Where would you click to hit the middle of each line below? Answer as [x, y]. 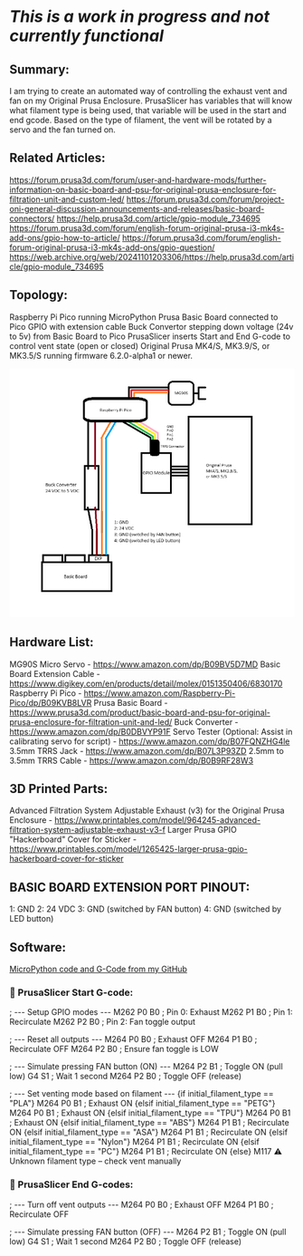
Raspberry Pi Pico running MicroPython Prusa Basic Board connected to [144, 317]
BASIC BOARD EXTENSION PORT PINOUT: [130, 887]
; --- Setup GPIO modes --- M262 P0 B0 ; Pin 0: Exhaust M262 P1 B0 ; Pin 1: [151, 1012]
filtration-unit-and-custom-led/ [67, 199]
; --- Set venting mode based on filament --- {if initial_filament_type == [142, 1094]
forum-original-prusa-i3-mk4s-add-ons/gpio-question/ [112, 247]
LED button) [32, 919]
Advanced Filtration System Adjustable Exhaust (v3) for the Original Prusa [147, 811]
